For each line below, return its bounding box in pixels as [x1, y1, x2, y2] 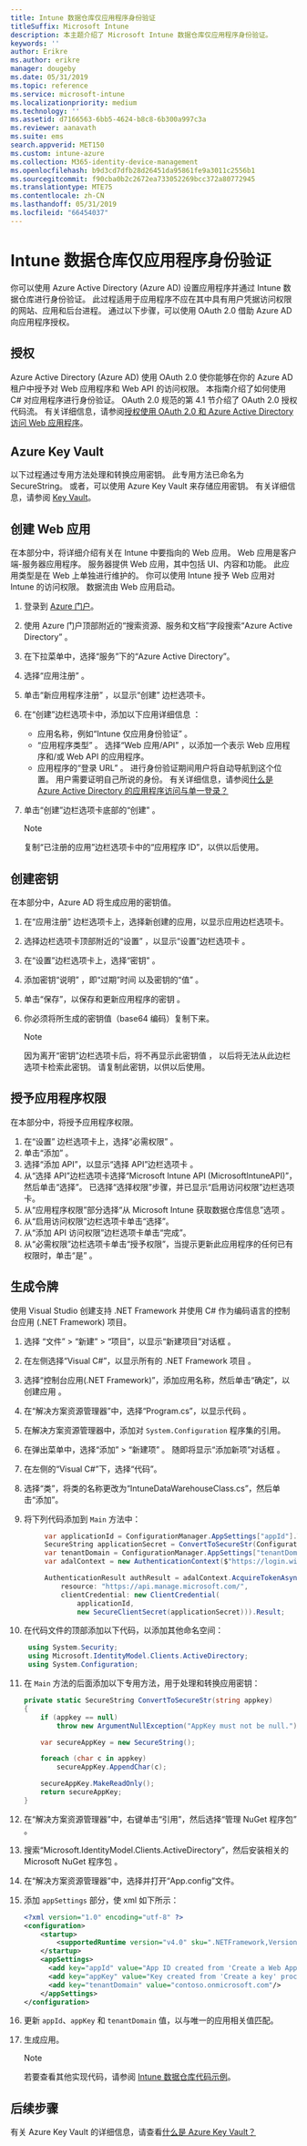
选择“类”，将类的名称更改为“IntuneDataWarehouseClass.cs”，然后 [23, 1483, 272, 1494]
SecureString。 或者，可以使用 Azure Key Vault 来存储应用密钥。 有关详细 [10, 480, 288, 492]
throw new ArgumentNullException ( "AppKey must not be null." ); [56, 1721, 302, 1730]
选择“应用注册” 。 [23, 671, 90, 682]
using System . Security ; [27, 1643, 118, 1652]
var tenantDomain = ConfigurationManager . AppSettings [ [44, 1548, 257, 1558]
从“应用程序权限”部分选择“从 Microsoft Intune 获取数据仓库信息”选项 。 [23, 1204, 291, 1215]
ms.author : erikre [10, 56, 80, 65]
